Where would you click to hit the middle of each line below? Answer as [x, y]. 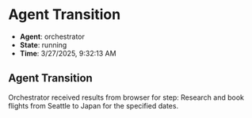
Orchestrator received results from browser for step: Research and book [126, 97]
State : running [43, 44]
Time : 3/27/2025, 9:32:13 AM [68, 53]
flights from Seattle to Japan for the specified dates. [94, 105]
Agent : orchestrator [52, 36]
